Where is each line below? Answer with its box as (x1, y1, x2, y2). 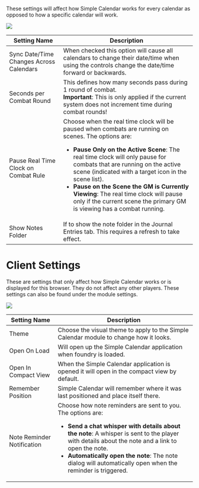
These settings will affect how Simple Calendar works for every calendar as (6, 5, 191, 12)
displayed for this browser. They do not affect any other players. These (6, 284, 179, 292)
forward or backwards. (63, 69, 127, 76)
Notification (9, 440, 41, 448)
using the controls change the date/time (63, 62, 175, 69)
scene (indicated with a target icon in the (73, 168, 187, 176)
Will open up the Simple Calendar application (57, 342, 182, 351)
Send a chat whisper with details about (68, 422, 181, 430)
